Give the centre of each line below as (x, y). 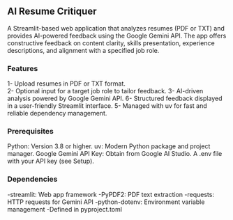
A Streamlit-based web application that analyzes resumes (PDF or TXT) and (116, 28)
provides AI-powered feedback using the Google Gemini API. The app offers (117, 36)
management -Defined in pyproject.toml (65, 209)
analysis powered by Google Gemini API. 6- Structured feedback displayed (115, 99)
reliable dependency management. (57, 113)
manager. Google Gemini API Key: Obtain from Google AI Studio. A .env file (115, 154)
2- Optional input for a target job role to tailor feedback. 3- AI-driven (105, 91)
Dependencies (32, 179)
